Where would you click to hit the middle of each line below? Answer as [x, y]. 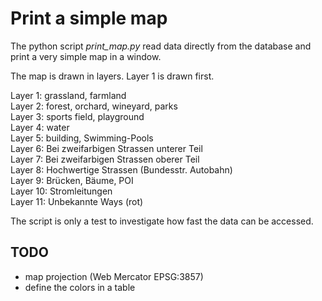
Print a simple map [89, 18]
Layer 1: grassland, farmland [68, 95]
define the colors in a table [80, 287]
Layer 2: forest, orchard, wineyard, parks [94, 106]
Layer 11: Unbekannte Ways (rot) [77, 201]
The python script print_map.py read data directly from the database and [161, 46]
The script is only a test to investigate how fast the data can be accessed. [162, 221]
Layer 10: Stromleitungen [61, 191]
